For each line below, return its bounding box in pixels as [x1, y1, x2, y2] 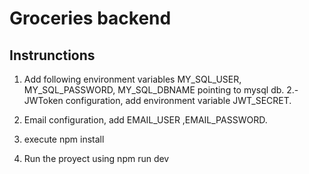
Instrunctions [9, 47, 96, 64]
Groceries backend [9, 7, 172, 30]
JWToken [23, 95, 64, 106]
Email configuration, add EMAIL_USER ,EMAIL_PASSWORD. [23, 114, 268, 126]
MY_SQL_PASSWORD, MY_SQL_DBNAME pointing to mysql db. [23, 84, 285, 96]
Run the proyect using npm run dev [23, 153, 170, 164]
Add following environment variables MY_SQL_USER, [23, 73, 242, 85]
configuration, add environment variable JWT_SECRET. [65, 95, 292, 106]
